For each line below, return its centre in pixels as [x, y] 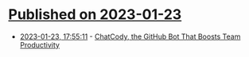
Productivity [39, 44]
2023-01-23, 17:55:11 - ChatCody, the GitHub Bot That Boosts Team [130, 36]
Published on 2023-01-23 [95, 15]
